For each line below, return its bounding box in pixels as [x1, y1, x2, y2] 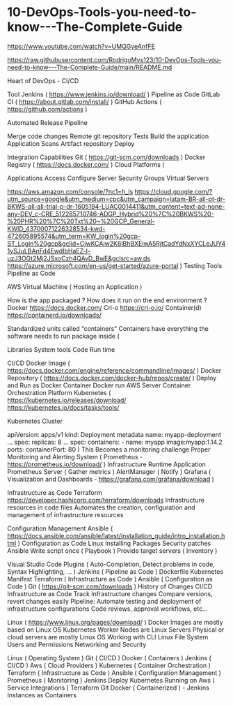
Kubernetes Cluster [7, 417, 63, 425]
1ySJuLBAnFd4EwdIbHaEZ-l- [7, 246, 90, 255]
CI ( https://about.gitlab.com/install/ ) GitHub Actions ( [7, 97, 162, 105]
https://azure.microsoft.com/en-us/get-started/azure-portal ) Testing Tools [7, 261, 223, 269]
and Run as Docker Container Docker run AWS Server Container [7, 381, 191, 389]
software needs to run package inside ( [7, 332, 120, 340]
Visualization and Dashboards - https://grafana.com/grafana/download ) [7, 475, 214, 483]
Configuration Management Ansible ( [7, 524, 113, 533]
